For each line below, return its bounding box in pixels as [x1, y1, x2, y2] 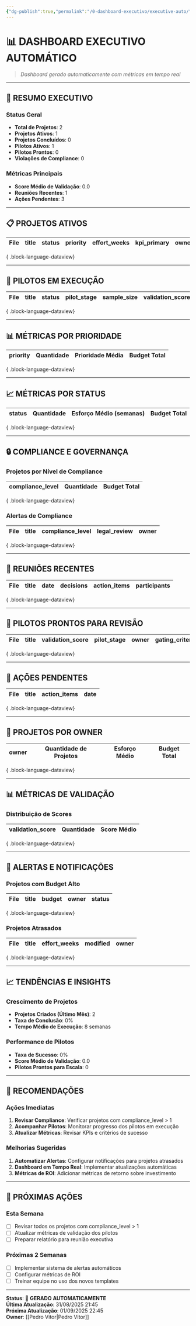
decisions [60, 581, 88, 590]
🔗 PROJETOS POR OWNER [6, 727, 103, 737]
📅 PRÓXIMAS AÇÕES [6, 1192, 83, 1202]
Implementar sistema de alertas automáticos [14, 1264, 121, 1271]
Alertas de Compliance [6, 512, 73, 520]
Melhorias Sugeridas [6, 1144, 66, 1152]
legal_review [97, 527, 133, 535]
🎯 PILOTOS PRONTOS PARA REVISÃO [6, 618, 143, 628]
